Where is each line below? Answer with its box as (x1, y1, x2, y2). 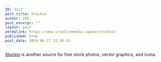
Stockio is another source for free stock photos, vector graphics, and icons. (5, 51, 157, 57)
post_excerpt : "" (5, 20, 40, 25)
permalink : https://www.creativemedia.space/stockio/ (5, 29, 117, 34)
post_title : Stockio (5, 12, 47, 16)
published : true (5, 34, 38, 39)
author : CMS (5, 16, 29, 21)
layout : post (5, 25, 32, 30)
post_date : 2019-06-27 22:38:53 (5, 38, 71, 43)
